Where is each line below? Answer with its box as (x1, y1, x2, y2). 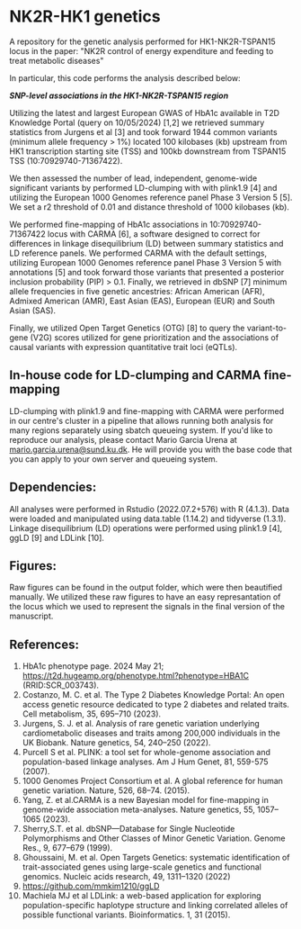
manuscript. (9, 610, 54, 622)
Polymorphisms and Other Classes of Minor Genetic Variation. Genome (22, 833, 286, 843)
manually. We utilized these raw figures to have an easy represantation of (9, 591, 281, 602)
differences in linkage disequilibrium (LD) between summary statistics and (9, 238, 284, 248)
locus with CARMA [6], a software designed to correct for (48, 228, 261, 239)
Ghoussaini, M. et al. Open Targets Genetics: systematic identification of (22, 852, 290, 863)
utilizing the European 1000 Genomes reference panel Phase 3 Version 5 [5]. (9, 192, 293, 203)
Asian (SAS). (9, 304, 57, 316)
